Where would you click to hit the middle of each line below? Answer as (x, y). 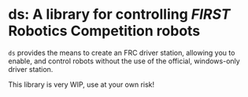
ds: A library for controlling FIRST (119, 14)
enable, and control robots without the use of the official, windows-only (124, 61)
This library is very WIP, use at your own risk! (81, 84)
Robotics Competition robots (104, 31)
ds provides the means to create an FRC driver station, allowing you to (122, 52)
